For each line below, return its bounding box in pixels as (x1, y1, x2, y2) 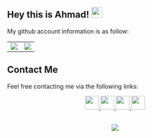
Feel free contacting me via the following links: (7, 82, 139, 90)
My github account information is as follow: (7, 27, 129, 35)
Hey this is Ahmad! (7, 9, 90, 20)
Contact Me (7, 64, 58, 76)
